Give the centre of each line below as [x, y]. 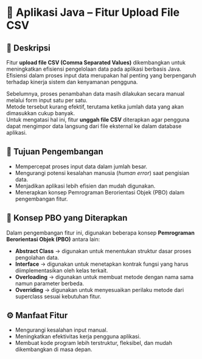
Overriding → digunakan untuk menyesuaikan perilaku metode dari [99, 290]
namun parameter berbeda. [50, 283]
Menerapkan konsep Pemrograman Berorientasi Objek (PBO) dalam [99, 192]
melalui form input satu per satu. [47, 100]
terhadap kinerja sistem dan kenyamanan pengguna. [72, 82]
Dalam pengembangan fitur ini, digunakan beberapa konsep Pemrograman [100, 233]
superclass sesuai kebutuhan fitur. [58, 296]
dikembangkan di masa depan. [54, 349]
